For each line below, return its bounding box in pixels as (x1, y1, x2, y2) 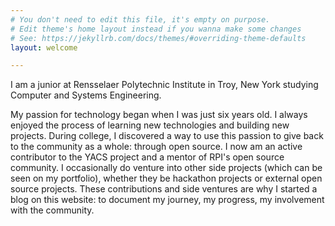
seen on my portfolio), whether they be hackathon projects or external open (10, 172, 323, 185)
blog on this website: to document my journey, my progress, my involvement (10, 194, 325, 206)
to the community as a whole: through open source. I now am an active (10, 141, 303, 153)
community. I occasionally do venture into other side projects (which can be (10, 162, 323, 174)
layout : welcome (10, 42, 78, 53)
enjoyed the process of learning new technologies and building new (10, 119, 290, 131)
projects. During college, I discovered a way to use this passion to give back (10, 130, 324, 142)
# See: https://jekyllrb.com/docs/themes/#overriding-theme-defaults (10, 33, 307, 43)
